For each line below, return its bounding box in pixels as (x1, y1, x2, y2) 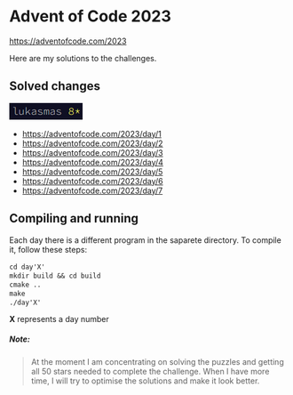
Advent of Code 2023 (9, 6, 171, 27)
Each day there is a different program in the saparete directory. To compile (9, 234, 281, 246)
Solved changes (9, 78, 100, 94)
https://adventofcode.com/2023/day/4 (21, 157, 164, 167)
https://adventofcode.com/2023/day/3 (21, 147, 163, 157)
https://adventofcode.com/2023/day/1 (21, 128, 162, 139)
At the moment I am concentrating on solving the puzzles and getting (30, 356, 284, 367)
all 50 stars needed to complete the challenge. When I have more (30, 366, 270, 376)
